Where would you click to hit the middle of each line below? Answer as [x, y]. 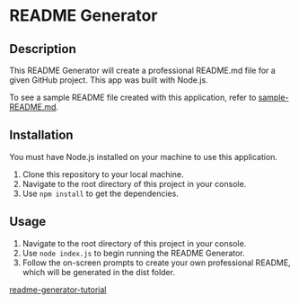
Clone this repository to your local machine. [103, 174]
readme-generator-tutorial [58, 290]
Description [43, 49]
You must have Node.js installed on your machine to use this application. [144, 156]
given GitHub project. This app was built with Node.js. [109, 80]
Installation [41, 135]
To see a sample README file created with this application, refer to [133, 97]
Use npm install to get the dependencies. [101, 193]
